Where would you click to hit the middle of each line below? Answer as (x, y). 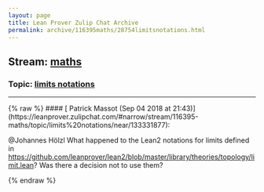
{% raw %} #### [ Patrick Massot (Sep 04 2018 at (90, 109)
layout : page (29, 15)
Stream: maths (45, 62)
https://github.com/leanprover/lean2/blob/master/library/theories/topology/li (132, 157)
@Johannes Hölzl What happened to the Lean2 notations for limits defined (129, 140)
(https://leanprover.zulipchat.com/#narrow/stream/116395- (103, 117)
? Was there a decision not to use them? (99, 165)
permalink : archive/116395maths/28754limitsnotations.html (107, 30)
